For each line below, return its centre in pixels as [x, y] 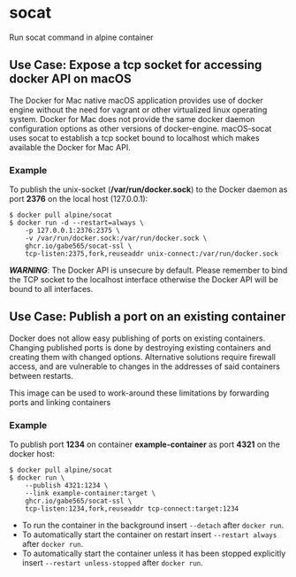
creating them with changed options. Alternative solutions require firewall [143, 357]
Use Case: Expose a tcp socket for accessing [136, 65]
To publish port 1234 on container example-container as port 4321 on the [145, 444]
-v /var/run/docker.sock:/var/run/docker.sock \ [116, 238]
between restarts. [41, 375]
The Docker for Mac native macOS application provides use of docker [136, 100]
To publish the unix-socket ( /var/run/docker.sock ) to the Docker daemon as [148, 189]
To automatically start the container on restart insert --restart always [149, 535]
